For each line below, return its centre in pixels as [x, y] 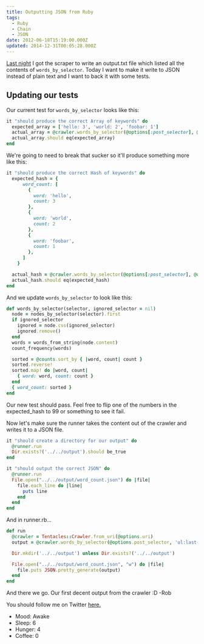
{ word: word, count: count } [56, 376]
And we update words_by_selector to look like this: [69, 297]
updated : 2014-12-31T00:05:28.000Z [51, 46]
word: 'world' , [52, 219]
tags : [13, 18]
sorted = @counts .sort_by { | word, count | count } [77, 359]
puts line [35, 491]
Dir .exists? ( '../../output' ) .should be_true [69, 452]
